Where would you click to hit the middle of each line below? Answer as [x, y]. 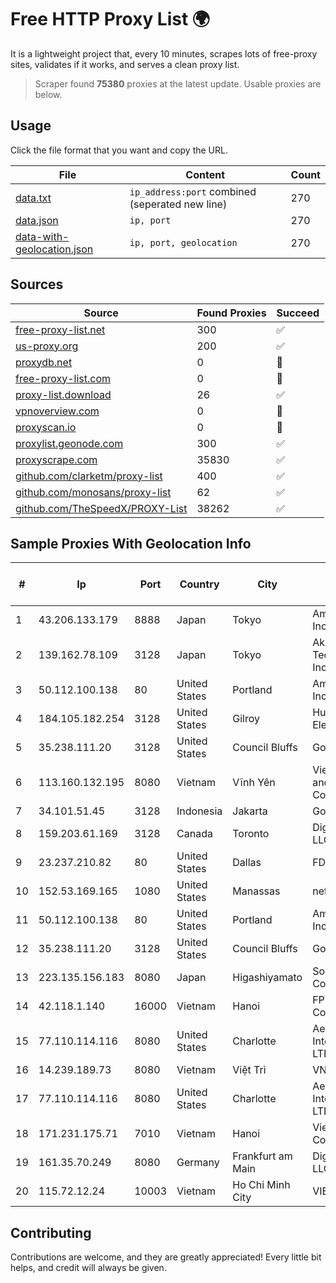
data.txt [33, 198]
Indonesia [199, 811]
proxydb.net [44, 362]
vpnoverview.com [57, 411]
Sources [37, 284]
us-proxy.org [47, 346]
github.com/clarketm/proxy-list [89, 476]
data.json [37, 220]
